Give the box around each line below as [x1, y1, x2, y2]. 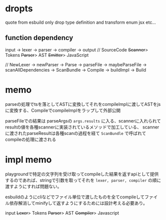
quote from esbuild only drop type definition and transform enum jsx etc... [5, 19, 156, 25]
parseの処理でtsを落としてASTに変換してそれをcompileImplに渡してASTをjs [5, 101, 161, 107]
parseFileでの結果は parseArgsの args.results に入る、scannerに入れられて [5, 118, 161, 124]
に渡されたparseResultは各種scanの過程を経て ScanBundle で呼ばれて [5, 130, 146, 136]
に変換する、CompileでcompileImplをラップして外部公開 [5, 107, 121, 113]
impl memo [5, 154, 52, 165]
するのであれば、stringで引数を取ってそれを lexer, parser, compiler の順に [5, 177, 161, 183]
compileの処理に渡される [5, 136, 56, 142]
